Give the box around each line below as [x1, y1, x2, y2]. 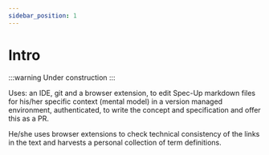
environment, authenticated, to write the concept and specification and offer [8, 105, 261, 114]
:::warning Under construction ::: [8, 73, 116, 82]
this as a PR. [8, 113, 50, 123]
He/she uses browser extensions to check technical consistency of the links [8, 129, 260, 138]
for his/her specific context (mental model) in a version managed [8, 97, 223, 106]
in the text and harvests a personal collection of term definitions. [8, 137, 222, 147]
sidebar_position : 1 [8, 11, 78, 20]
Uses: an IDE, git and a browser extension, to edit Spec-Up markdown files [8, 88, 255, 97]
